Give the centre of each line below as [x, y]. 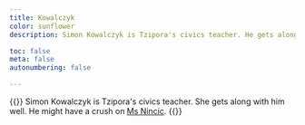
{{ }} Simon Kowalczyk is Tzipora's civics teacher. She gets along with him [147, 101]
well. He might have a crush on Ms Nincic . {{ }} [96, 111]
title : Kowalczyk [42, 18]
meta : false [32, 60]
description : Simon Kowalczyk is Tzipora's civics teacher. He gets [142, 34]
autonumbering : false [50, 68]
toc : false [30, 51]
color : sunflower [42, 26]
